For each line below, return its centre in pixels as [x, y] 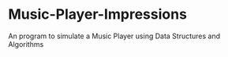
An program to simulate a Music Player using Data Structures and [114, 36]
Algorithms [26, 44]
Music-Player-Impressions [98, 14]
